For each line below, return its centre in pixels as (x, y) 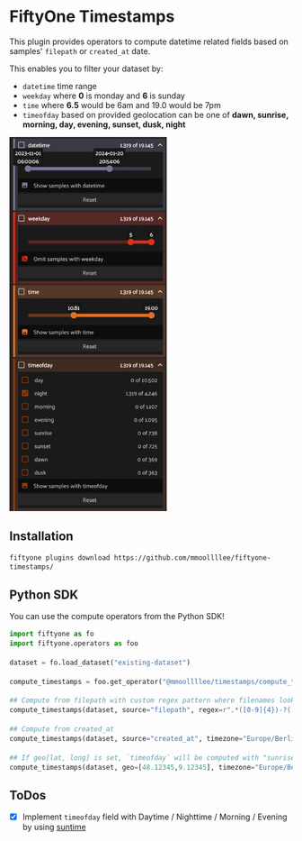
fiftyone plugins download (60, 558)
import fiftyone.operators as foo (74, 644)
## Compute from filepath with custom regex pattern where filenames (142, 700)
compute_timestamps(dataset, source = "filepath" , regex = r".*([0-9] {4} (142, 710)
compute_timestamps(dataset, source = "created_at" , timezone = (126, 738)
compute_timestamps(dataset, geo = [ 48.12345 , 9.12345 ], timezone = (132, 767)
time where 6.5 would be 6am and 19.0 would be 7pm (122, 105)
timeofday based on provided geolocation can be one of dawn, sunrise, (155, 114)
